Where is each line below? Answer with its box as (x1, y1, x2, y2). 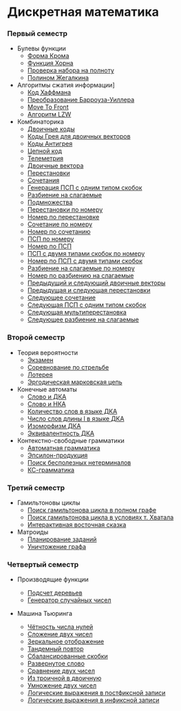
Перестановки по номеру (27, 206, 103, 214)
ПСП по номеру (27, 235, 74, 243)
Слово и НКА (27, 399, 67, 408)
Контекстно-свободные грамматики (17, 436, 125, 445)
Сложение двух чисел (27, 630, 93, 639)
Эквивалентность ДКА (27, 429, 95, 437)
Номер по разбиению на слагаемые (27, 272, 134, 280)
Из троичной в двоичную (27, 674, 102, 683)
